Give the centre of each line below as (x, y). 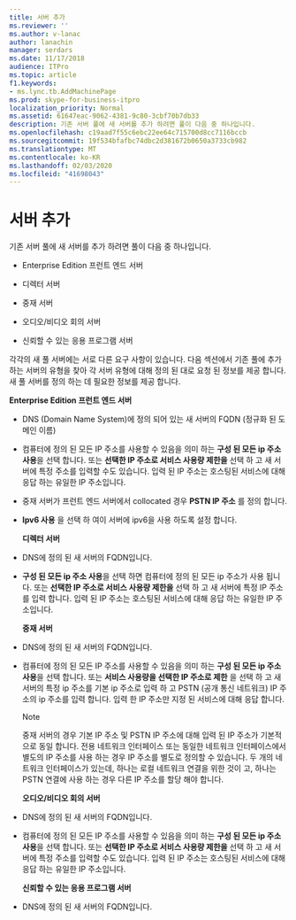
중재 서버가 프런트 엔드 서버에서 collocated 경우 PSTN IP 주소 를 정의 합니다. (154, 501)
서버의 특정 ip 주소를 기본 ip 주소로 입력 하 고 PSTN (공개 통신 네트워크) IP (150, 688)
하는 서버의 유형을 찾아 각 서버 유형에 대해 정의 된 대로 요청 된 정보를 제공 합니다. (148, 371)
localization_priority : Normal (67, 108)
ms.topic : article (43, 75)
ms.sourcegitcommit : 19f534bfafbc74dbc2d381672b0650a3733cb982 (128, 141)
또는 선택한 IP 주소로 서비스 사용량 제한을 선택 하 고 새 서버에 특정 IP (151, 588)
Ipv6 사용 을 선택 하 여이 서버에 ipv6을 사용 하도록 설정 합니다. (129, 520)
